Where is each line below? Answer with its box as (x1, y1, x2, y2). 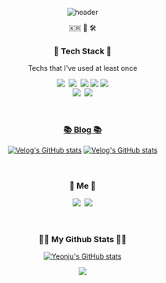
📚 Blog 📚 (63, 124, 102, 135)
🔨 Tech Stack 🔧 (53, 46, 112, 57)
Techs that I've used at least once (28, 64, 138, 73)
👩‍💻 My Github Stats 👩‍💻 (38, 233, 127, 244)
